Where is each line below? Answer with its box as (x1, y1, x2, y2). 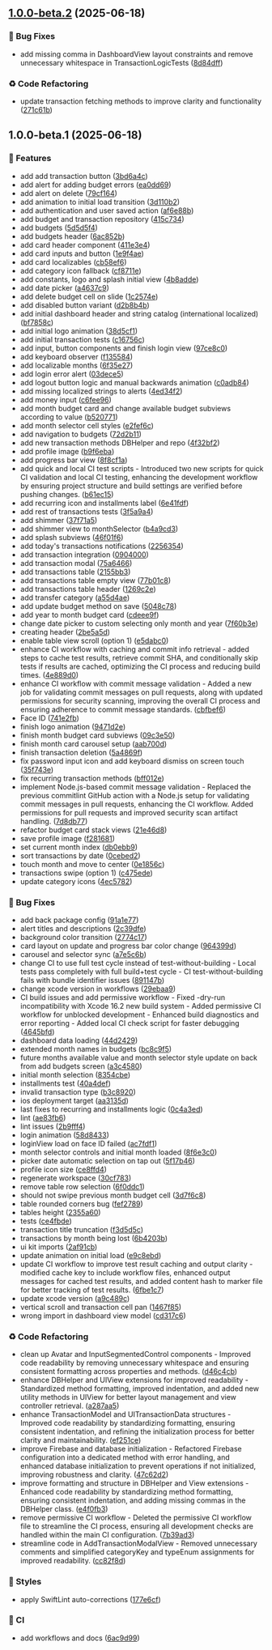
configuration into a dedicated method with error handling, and (19, 1452, 231, 1462)
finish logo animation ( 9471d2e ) (19, 721, 126, 731)
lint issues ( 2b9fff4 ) (19, 1121, 86, 1131)
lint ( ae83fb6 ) (19, 1112, 66, 1122)
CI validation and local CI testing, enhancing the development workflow (19, 472, 258, 482)
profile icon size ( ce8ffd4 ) (19, 1164, 108, 1174)
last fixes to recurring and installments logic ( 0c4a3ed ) (19, 1104, 204, 1114)
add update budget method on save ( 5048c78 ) (19, 601, 177, 610)
